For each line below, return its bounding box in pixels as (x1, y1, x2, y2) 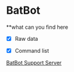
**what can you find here (6, 23, 69, 31)
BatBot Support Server (6, 59, 62, 67)
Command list (14, 47, 50, 54)
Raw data (14, 35, 38, 42)
